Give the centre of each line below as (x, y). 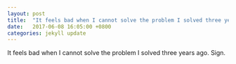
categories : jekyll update (47, 33)
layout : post (26, 14)
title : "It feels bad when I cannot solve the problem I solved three (114, 20)
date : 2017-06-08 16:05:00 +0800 (59, 26)
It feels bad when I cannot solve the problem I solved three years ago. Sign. (117, 53)
